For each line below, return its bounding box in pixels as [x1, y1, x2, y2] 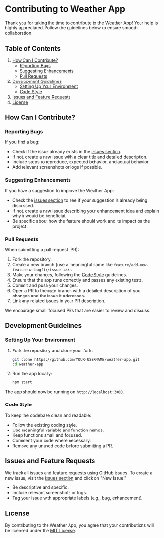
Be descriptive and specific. [12, 484, 69, 490]
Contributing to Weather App [5, 3, 126, 15]
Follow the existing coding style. [12, 422, 77, 428]
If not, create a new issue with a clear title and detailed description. [12, 154, 148, 160]
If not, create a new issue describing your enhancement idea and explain [12, 208, 159, 214]
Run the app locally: [12, 371, 52, 377]
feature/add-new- [113, 263, 149, 268]
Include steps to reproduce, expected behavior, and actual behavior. [12, 159, 150, 165]
